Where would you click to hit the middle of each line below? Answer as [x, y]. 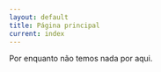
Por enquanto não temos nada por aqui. [81, 59]
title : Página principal [55, 25]
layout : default [39, 17]
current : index [37, 33]
